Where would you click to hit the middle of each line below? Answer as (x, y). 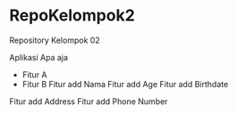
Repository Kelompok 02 (55, 40)
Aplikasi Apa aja (39, 57)
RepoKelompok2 (72, 16)
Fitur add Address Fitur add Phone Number (89, 101)
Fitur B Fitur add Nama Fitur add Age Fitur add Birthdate (125, 84)
